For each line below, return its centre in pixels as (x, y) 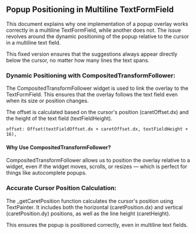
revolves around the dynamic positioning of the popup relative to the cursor (98, 36)
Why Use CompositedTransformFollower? (59, 147)
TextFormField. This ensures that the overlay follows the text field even (92, 95)
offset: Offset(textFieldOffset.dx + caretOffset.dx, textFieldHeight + (97, 129)
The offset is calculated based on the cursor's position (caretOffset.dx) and (97, 112)
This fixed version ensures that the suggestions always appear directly (92, 54)
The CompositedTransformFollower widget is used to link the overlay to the (97, 88)
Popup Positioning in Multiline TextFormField (90, 10)
